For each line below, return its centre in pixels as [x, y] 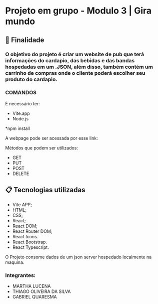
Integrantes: [20, 275]
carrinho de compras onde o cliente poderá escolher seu [75, 73]
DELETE [21, 174]
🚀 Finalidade [25, 40]
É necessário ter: [22, 103]
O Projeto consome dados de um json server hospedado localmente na [78, 257]
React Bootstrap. [30, 242]
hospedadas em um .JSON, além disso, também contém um [79, 67]
